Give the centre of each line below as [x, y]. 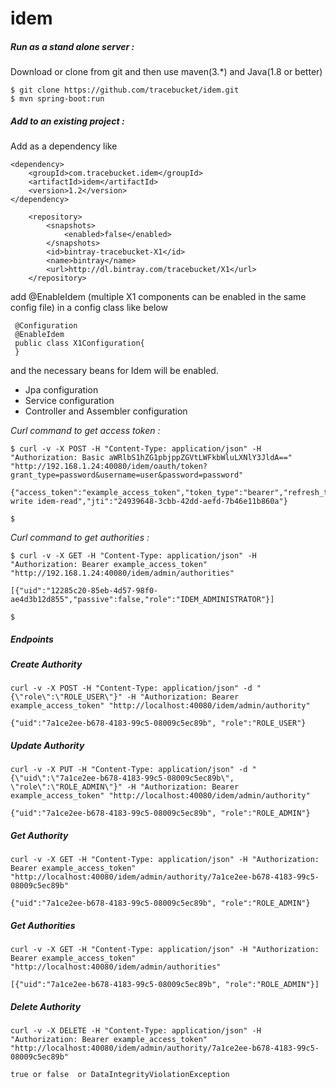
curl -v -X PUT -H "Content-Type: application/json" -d [129, 770]
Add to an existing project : [67, 121]
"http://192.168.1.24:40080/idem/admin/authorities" [122, 573]
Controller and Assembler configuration [106, 411]
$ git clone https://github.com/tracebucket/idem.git [125, 90]
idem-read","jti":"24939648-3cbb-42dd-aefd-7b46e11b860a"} [162, 502]
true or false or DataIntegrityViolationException [120, 1075]
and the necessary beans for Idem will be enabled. [114, 371]
